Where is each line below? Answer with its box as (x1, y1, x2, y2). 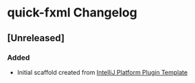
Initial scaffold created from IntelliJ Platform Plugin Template (16, 68, 188, 76)
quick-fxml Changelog (7, 5, 137, 21)
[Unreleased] (7, 32, 65, 44)
